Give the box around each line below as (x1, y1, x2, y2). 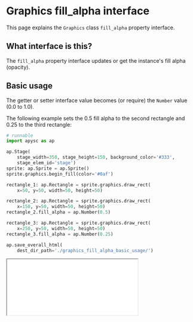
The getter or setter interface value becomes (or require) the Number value (6, 97, 188, 104)
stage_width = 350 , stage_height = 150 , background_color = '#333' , (17, 154, 175, 161)
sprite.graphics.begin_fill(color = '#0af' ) (6, 171, 114, 177)
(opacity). (6, 63, 30, 70)
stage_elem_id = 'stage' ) (17, 160, 76, 166)
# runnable (6, 133, 33, 139)
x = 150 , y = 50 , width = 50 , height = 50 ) (17, 204, 106, 210)
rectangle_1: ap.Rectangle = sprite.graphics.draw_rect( (6, 182, 151, 188)
